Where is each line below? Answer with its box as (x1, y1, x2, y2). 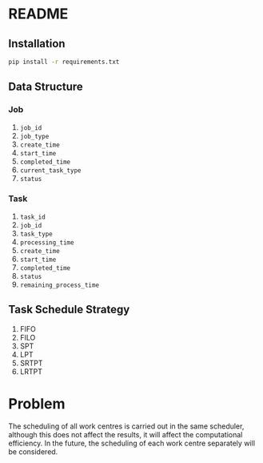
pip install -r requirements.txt (8, 58, 120, 66)
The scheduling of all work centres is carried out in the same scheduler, (8, 421, 245, 431)
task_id (19, 213, 46, 221)
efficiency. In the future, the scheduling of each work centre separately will (8, 438, 256, 448)
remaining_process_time (19, 281, 100, 289)
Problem (8, 394, 66, 413)
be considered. (8, 446, 58, 457)
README (8, 5, 69, 23)
